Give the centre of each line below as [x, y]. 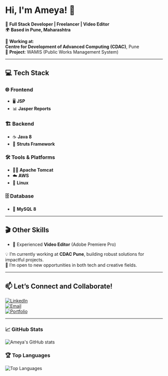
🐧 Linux [20, 183]
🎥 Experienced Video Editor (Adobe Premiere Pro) [64, 244]
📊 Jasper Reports [31, 108]
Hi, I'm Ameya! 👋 [40, 10]
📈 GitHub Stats [24, 329]
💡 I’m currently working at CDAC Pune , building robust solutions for [75, 254]
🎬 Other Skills [27, 230]
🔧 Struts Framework [33, 144]
